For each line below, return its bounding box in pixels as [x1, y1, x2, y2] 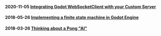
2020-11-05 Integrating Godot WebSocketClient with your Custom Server [5, 4, 156, 9]
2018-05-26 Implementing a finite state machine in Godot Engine [5, 15, 139, 20]
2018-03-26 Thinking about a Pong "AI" [5, 25, 87, 31]
